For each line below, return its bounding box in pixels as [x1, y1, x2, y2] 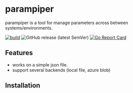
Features [5, 49, 33, 57]
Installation [5, 81, 40, 90]
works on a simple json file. [12, 62, 68, 67]
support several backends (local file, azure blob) [12, 67, 111, 73]
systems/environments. [5, 25, 53, 31]
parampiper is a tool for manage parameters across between [5, 20, 128, 26]
